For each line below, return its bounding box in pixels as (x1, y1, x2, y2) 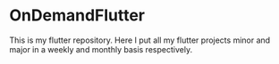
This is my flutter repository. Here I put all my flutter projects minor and (9, 35, 271, 45)
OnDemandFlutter (9, 5, 146, 26)
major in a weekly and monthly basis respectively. (9, 44, 193, 54)
